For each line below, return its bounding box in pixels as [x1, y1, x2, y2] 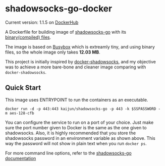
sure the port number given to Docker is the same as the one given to [5, 124, 147, 130]
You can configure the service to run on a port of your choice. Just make [5, 119, 154, 125]
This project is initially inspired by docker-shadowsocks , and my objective [5, 58, 156, 64]
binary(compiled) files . [5, 34, 51, 40]
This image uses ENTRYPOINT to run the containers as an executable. [5, 97, 149, 103]
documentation [5, 155, 36, 161]
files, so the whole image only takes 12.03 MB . [5, 49, 101, 55]
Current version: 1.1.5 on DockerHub [5, 19, 79, 25]
